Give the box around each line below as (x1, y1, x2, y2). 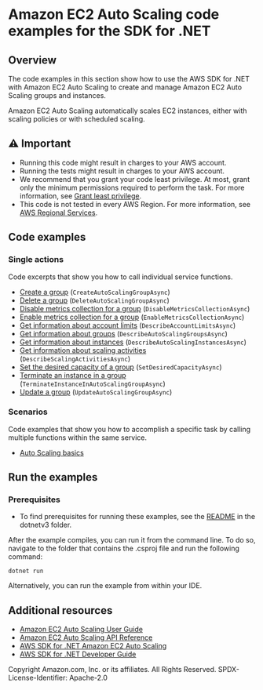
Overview (8, 53, 57, 67)
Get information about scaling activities (19, 345, 147, 354)
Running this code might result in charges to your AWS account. (19, 158, 227, 167)
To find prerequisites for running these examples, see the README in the (19, 512, 256, 521)
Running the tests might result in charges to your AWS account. (19, 166, 225, 176)
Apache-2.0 (69, 673, 108, 683)
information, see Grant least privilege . (19, 191, 142, 201)
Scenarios (8, 406, 49, 417)
